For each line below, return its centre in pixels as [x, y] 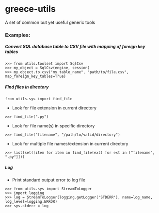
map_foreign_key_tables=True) [36, 76]
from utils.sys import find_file [39, 99]
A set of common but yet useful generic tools [50, 22]
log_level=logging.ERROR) [31, 201]
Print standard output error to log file [49, 180]
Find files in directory [27, 87]
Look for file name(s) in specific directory [53, 125]
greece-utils [30, 9]
